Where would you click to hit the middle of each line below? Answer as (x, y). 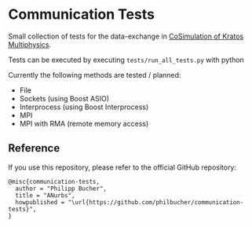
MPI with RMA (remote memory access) (84, 123)
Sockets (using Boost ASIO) (64, 98)
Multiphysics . (30, 44)
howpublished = (40, 202)
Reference (34, 148)
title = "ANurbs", (46, 195)
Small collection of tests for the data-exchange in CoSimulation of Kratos (126, 36)
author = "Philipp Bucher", (61, 189)
